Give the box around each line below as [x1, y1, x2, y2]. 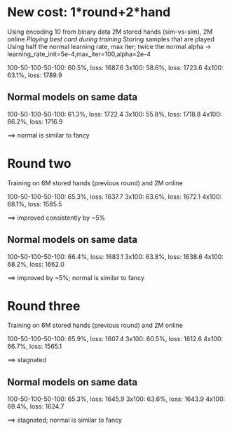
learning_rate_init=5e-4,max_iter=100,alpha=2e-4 [7, 50, 151, 58]
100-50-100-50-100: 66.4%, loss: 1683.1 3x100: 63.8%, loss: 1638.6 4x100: [7, 252, 224, 260]
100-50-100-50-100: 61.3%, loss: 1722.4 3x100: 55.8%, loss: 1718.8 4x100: [7, 110, 222, 118]
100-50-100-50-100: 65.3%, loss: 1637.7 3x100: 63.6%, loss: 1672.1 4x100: [7, 192, 222, 201]
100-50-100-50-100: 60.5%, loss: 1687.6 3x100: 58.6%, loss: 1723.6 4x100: [7, 63, 224, 72]
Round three [7, 298, 81, 314]
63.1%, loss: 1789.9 [7, 71, 62, 79]
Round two [7, 155, 71, 171]
